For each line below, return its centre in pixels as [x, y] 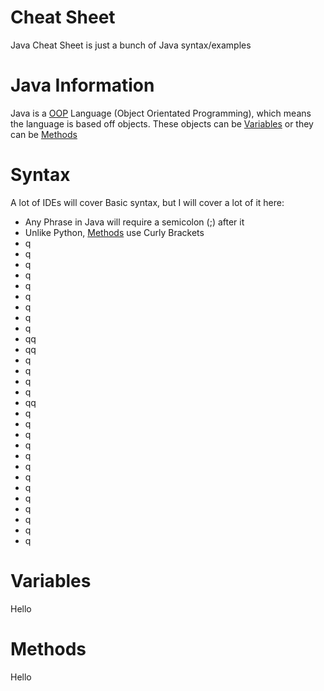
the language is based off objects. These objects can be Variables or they [162, 123]
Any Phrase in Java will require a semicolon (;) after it [134, 222]
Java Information [82, 85]
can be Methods [44, 134]
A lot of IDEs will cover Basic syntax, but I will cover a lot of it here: [147, 202]
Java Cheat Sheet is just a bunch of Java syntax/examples [131, 45]
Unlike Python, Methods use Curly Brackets [114, 232]
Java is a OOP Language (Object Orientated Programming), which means [161, 113]
